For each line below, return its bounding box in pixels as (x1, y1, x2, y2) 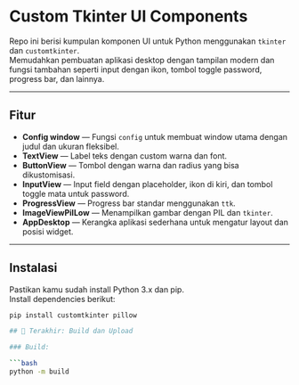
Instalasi (9, 260, 58, 275)
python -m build (9, 367, 69, 376)
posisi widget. (21, 225, 74, 237)
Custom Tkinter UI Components (9, 6, 248, 27)
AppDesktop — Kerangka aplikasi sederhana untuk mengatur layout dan (21, 217, 289, 227)
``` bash (9, 359, 38, 368)
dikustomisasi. (21, 169, 76, 180)
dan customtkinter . (9, 45, 80, 55)
